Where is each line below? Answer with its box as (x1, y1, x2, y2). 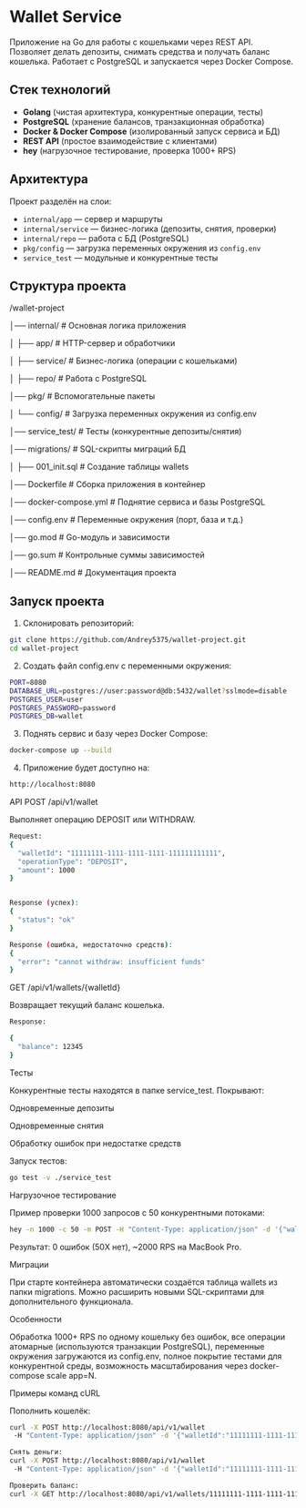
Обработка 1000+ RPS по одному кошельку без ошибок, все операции (9, 1331, 285, 1342)
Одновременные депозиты (9, 1102, 115, 1113)
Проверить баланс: (9, 1481, 79, 1490)
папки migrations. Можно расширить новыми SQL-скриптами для (9, 1286, 264, 1297)
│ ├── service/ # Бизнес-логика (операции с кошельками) (9, 355, 239, 366)
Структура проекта (9, 278, 127, 293)
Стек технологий (9, 82, 111, 97)
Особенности (9, 1313, 62, 1324)
